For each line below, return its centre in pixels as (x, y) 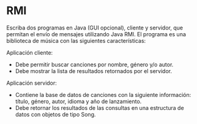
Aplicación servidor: (32, 83)
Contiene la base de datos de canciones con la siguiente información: (103, 95)
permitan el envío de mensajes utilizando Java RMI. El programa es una (96, 34)
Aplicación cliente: (30, 52)
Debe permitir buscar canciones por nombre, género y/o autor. (94, 64)
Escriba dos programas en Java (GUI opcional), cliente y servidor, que (95, 28)
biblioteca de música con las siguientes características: (76, 41)
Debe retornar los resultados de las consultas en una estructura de (100, 107)
